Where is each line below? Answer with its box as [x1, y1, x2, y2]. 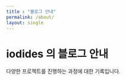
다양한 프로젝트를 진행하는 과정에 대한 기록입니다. [6, 68, 121, 75]
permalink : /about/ [6, 14, 55, 20]
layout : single [6, 20, 44, 25]
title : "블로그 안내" [6, 8, 56, 15]
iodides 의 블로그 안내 [6, 47, 109, 60]
